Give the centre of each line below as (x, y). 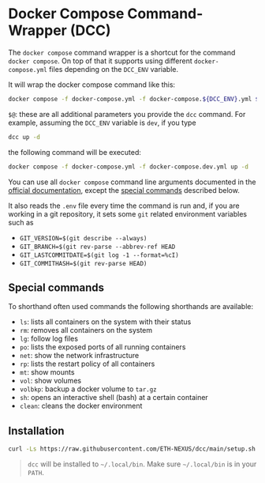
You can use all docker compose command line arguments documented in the (132, 182)
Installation (36, 430)
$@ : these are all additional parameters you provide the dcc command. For (127, 114)
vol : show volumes (50, 381)
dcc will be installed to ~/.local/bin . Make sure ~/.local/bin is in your (142, 464)
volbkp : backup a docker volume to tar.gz (88, 389)
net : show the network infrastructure (79, 356)
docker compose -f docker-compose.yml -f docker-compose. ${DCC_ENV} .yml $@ (135, 99)
